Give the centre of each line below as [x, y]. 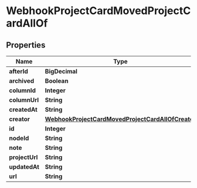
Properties [26, 45]
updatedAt [24, 167]
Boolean [57, 81]
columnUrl [24, 100]
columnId [23, 90]
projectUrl [23, 157]
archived [22, 81]
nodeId [19, 138]
